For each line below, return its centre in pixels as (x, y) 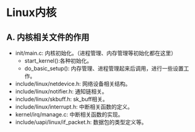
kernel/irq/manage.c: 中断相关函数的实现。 (69, 115)
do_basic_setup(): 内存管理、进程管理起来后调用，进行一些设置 (104, 68)
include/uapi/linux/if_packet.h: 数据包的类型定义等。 (81, 122)
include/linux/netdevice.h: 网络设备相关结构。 (73, 84)
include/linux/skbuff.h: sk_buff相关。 (62, 99)
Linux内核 (32, 13)
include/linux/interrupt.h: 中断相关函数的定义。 (74, 107)
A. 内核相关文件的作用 (48, 37)
